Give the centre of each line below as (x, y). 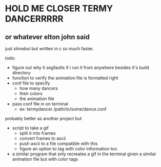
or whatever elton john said (47, 37)
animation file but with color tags (45, 159)
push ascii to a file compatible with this (59, 144)
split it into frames (38, 133)
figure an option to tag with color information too (68, 149)
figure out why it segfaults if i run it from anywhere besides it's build (80, 67)
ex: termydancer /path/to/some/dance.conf (63, 109)
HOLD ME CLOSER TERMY (59, 9)
